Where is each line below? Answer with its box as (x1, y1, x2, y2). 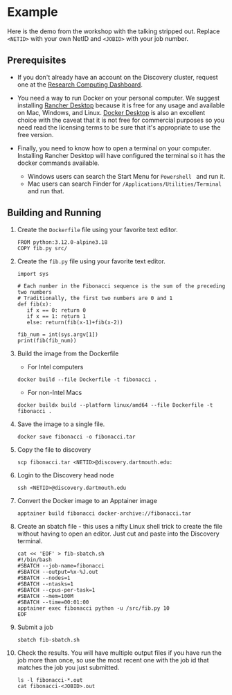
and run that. (27, 186, 64, 195)
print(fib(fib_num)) (17, 337, 77, 344)
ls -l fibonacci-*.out (17, 676, 83, 683)
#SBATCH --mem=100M (17, 592, 74, 599)
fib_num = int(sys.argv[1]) (17, 331, 98, 338)
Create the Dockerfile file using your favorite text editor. (17, 225, 178, 234)
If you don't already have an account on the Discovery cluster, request (17, 73, 218, 81)
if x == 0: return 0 (26, 306, 87, 314)
